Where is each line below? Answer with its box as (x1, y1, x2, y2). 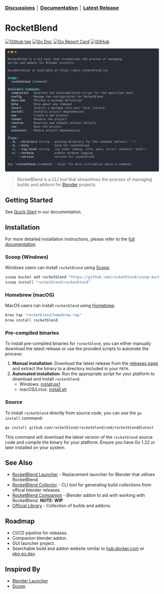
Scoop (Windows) (5, 254, 49, 261)
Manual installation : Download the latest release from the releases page (12, 360, 159, 366)
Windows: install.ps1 (19, 381, 61, 387)
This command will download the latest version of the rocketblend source (5, 434, 153, 440)
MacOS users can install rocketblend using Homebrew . (5, 303, 116, 309)
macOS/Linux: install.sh (19, 386, 67, 392)
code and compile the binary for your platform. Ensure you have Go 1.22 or (5, 439, 155, 445)
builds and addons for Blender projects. (17, 182, 97, 188)
